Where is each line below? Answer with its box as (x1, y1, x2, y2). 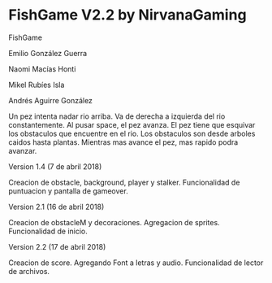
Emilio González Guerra (8, 48, 88, 58)
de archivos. (8, 266, 50, 276)
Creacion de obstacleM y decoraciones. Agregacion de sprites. (8, 217, 221, 227)
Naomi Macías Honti (8, 63, 76, 74)
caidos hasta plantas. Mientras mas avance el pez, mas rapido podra (8, 137, 239, 147)
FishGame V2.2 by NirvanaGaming (8, 6, 247, 24)
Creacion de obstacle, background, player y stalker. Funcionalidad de (8, 177, 240, 187)
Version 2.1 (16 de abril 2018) (8, 202, 105, 211)
